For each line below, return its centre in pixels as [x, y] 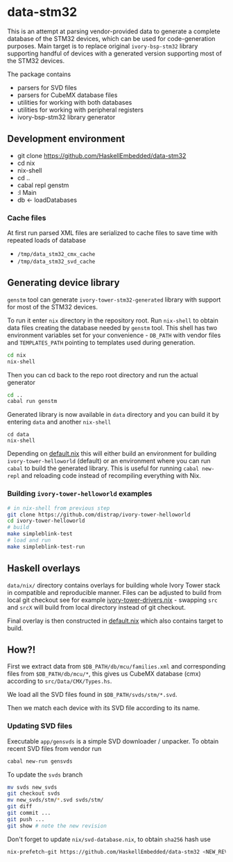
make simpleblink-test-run [46, 546]
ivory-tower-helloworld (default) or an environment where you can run [109, 461]
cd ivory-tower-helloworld [46, 521]
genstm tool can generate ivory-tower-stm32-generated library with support [114, 300]
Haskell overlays [44, 568]
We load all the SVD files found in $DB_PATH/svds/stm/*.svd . [92, 695]
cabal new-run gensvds [40, 761]
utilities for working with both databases [75, 102]
